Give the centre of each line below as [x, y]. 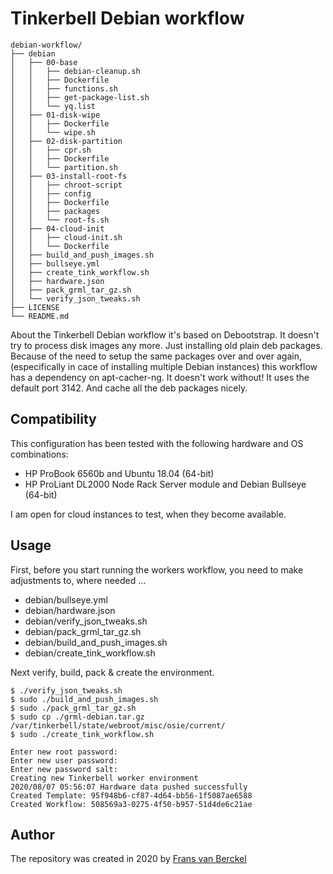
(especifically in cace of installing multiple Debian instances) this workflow [164, 366]
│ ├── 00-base [44, 62]
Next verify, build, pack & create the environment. [112, 672]
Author [32, 834]
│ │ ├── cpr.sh [51, 150]
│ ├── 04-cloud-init [57, 228]
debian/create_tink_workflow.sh [90, 653]
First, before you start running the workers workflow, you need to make [157, 569]
